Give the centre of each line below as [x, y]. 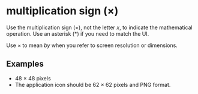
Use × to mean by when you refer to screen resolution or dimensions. [92, 45]
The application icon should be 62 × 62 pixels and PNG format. [93, 84]
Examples [25, 64]
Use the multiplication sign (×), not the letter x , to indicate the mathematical [100, 27]
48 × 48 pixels [33, 78]
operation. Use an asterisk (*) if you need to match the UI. [78, 33]
